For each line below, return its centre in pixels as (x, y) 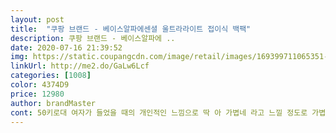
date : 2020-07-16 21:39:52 (66, 47)
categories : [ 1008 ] (51, 76)
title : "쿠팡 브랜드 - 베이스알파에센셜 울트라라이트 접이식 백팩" (131, 29)
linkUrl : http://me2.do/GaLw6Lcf (80, 66)
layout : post (37, 19)
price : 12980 (37, 94)
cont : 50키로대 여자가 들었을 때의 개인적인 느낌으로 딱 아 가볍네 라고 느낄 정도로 (159, 112)
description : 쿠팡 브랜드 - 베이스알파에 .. (93, 38)
